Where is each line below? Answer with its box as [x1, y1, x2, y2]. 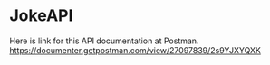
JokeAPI [9, 5, 73, 26]
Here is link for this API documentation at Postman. [9, 35, 199, 46]
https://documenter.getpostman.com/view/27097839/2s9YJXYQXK [9, 44, 261, 55]
